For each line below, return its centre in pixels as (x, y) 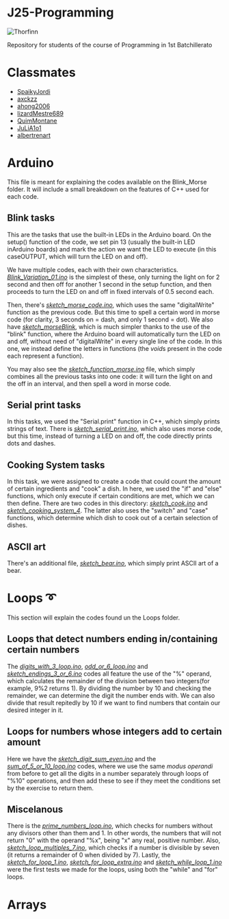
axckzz (27, 99)
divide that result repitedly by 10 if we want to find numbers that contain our (114, 702)
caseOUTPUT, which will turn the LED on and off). (78, 256)
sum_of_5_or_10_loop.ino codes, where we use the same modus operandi (110, 766)
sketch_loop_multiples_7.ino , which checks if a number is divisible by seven (113, 848)
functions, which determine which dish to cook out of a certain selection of (113, 518)
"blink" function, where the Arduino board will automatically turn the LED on (114, 334)
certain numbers (43, 650)
